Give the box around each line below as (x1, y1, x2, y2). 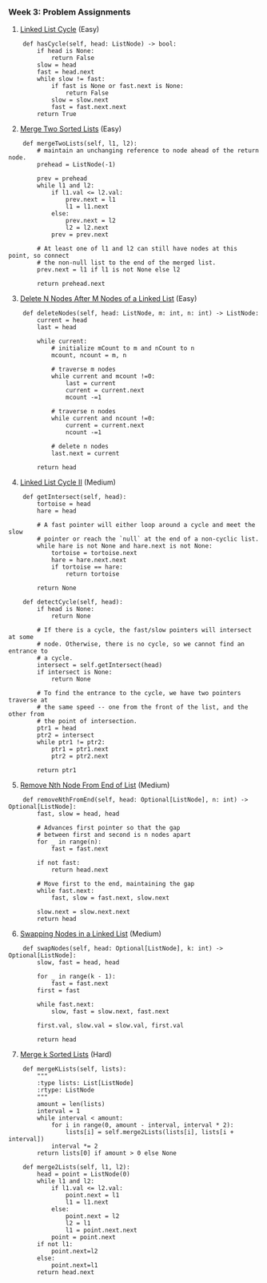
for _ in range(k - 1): (37, 972, 116, 981)
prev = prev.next (50, 231, 110, 239)
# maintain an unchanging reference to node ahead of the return (37, 147, 260, 155)
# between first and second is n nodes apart (37, 831, 192, 839)
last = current (65, 380, 116, 388)
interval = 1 (37, 1108, 81, 1116)
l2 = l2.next (65, 223, 110, 232)
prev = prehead (37, 175, 88, 183)
